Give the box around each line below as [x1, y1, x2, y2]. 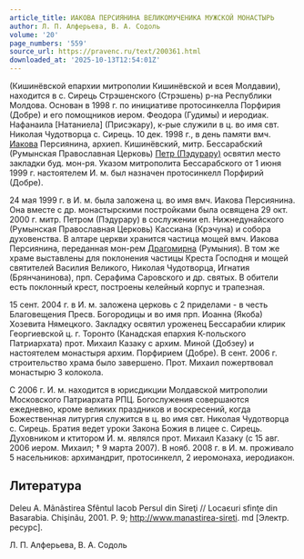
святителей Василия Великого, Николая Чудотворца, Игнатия [9, 263, 250, 273]
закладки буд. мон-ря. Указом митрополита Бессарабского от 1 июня [9, 158, 282, 168]
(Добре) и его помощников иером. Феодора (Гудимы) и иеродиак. [9, 110, 269, 120]
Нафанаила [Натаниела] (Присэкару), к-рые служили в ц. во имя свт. [9, 119, 279, 130]
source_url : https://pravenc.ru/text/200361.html [9, 47, 202, 56]
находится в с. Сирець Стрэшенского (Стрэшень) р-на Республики [9, 90, 272, 101]
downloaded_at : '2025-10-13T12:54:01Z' [9, 55, 161, 65]
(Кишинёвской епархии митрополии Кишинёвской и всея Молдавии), [9, 81, 281, 91]
